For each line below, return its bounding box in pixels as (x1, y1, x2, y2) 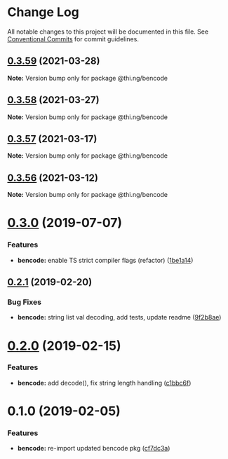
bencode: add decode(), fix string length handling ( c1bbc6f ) (17, 378, 192, 387)
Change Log (7, 4, 79, 20)
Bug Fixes (7, 297, 42, 307)
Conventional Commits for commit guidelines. (7, 34, 139, 43)
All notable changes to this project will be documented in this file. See (7, 27, 209, 36)
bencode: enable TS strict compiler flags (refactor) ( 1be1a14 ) (17, 256, 194, 264)
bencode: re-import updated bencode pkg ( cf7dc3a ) (17, 444, 170, 453)
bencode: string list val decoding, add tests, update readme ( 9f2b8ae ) (17, 313, 222, 322)
